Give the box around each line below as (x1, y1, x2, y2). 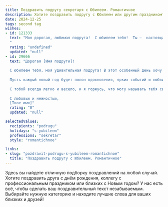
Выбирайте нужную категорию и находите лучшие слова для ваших (5, 191, 151, 197)
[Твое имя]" (9, 101, 35, 106)
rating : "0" (9, 105, 35, 110)
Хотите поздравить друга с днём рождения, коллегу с (5, 175, 121, 181)
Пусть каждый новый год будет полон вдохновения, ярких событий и (9, 77, 151, 82)
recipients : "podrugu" (9, 123, 57, 128)
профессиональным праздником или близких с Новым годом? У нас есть (5, 180, 163, 186)
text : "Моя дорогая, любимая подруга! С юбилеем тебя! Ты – (9, 36, 142, 41)
